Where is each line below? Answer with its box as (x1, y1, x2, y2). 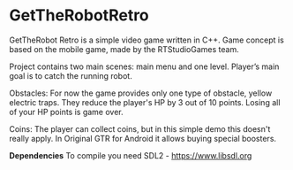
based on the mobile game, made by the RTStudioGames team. (9, 43, 240, 54)
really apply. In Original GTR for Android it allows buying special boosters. (9, 133, 276, 143)
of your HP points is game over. (9, 106, 124, 117)
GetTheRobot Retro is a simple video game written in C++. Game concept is (9, 35, 284, 45)
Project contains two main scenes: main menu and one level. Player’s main (9, 61, 280, 72)
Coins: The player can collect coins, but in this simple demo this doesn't (9, 123, 271, 134)
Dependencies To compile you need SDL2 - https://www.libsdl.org (9, 150, 252, 160)
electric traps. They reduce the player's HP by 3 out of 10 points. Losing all (9, 97, 281, 107)
